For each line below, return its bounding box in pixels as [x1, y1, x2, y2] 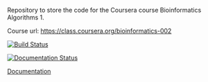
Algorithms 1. [7, 13, 45, 22]
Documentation [7, 67, 51, 75]
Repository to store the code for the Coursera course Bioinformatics [7, 6, 202, 14]
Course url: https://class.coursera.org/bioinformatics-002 [7, 27, 172, 35]
